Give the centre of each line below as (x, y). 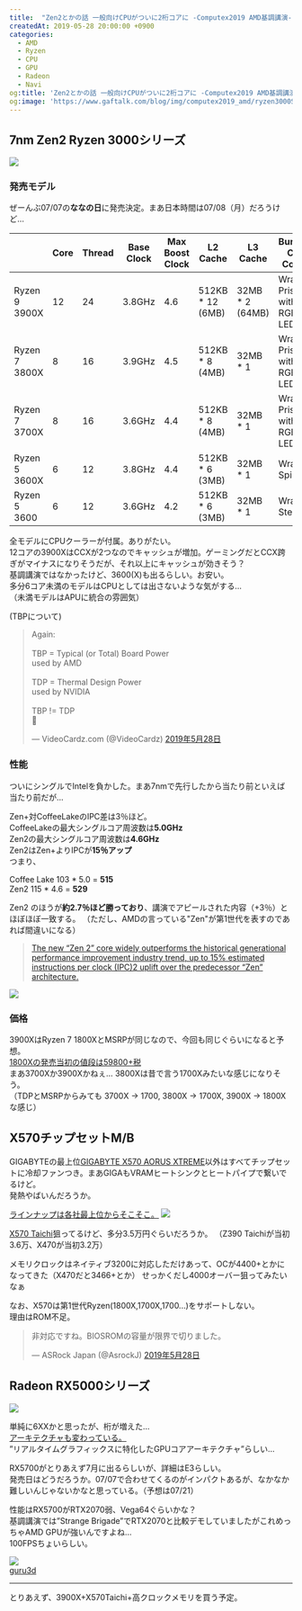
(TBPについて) (36, 616)
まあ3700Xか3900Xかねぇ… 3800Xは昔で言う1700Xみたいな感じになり (142, 1074)
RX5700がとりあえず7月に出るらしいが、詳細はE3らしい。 (118, 1468)
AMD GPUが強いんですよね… (78, 1532)
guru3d (23, 1570)
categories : (31, 34)
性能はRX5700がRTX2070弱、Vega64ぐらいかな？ (103, 1509)
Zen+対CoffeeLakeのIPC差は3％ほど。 (81, 816)
